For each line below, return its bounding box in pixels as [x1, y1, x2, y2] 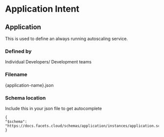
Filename [5, 71, 28, 78]
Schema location [5, 94, 46, 101]
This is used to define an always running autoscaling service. [5, 36, 128, 41]
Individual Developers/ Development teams [5, 59, 92, 65]
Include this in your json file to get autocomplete [5, 105, 102, 111]
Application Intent [5, 3, 80, 15]
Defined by [5, 48, 32, 55]
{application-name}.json [5, 82, 54, 88]
